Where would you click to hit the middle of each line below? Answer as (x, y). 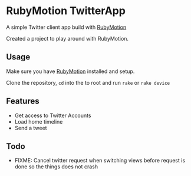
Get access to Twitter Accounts (53, 115)
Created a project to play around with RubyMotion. (67, 38)
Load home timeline (39, 121)
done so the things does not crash (56, 167)
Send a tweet (31, 128)
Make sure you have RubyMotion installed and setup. (70, 71)
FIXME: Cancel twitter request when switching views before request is (100, 161)
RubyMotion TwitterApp (66, 11)
